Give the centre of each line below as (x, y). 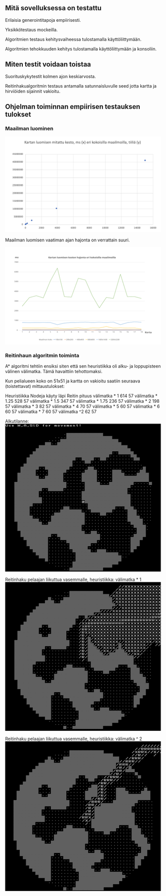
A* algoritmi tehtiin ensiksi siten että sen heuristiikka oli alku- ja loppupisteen (83, 366)
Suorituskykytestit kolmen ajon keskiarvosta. (51, 76)
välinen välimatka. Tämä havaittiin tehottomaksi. (54, 372)
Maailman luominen (29, 128)
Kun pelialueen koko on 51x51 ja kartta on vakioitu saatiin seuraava (73, 381)
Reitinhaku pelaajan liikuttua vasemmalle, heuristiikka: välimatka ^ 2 (74, 739)
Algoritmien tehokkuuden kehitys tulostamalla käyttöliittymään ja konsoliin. (81, 48)
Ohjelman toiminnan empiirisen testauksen (73, 107)
